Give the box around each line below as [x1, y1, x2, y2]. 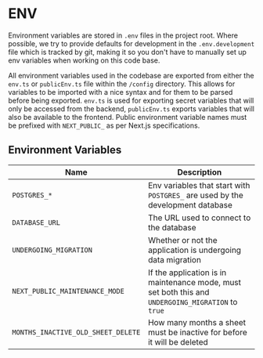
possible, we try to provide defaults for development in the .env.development [8, 38, 255, 48]
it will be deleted [147, 336, 209, 347]
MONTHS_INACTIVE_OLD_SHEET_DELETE [12, 327, 141, 337]
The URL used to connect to [147, 212, 251, 223]
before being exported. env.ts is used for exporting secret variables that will [8, 96, 254, 105]
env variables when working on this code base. [8, 56, 160, 65]
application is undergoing [147, 244, 241, 255]
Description [177, 166, 222, 177]
